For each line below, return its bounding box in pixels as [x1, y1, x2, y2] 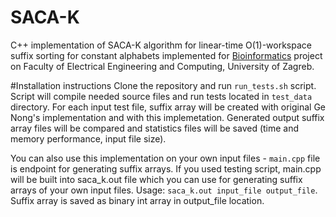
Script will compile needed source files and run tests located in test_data [10, 90, 313, 102]
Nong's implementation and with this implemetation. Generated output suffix [10, 111, 325, 123]
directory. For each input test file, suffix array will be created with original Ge [10, 101, 327, 113]
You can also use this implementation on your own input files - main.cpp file [10, 152, 321, 164]
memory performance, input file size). [10, 132, 167, 145]
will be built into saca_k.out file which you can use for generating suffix [10, 173, 303, 185]
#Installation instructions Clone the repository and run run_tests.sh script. [10, 79, 317, 91]
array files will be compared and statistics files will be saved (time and [10, 122, 300, 134]
